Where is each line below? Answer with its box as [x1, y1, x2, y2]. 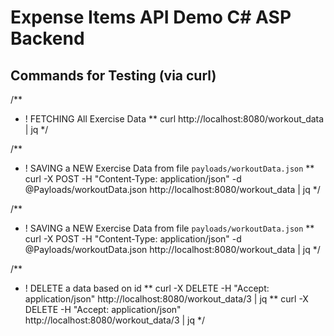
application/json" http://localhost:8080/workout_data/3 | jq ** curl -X [24, 293, 309, 305]
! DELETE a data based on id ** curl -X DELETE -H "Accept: [24, 282, 270, 294]
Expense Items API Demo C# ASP [10, 6, 292, 29]
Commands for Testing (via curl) [10, 67, 217, 84]
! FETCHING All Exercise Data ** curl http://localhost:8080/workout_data [24, 113, 325, 125]
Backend [10, 27, 85, 50]
